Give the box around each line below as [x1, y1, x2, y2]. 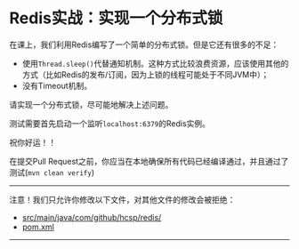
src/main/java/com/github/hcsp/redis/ [21, 212, 162, 222]
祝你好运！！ [9, 137, 56, 148]
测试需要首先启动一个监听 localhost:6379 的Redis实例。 [9, 117, 211, 129]
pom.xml [21, 221, 55, 232]
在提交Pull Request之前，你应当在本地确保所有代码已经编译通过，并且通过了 [9, 156, 289, 166]
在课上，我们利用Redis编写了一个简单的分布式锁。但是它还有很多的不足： [9, 39, 279, 50]
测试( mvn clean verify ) [9, 166, 95, 178]
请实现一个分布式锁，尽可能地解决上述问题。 [9, 99, 174, 109]
